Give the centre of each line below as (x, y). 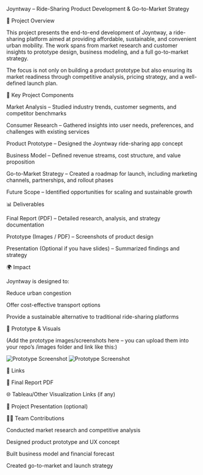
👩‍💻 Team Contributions (35, 418)
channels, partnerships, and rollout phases (60, 180)
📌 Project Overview (30, 20)
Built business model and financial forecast (60, 454)
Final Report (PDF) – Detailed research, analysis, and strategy (83, 218)
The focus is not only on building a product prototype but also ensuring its (99, 70)
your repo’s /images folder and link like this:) (62, 347)
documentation (25, 225)
